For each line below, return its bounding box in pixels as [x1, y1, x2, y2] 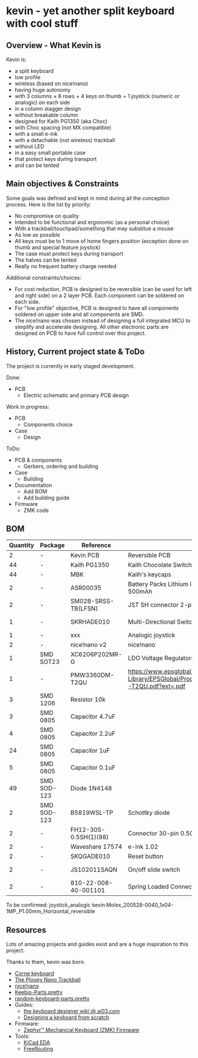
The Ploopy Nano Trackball [14, 976, 81, 983]
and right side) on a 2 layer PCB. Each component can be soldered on [14, 292, 184, 299]
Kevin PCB [70, 551, 100, 560]
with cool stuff [6, 17, 78, 30]
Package [39, 541, 65, 550]
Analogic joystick [127, 631, 176, 640]
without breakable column [14, 111, 78, 118]
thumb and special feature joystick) [14, 244, 101, 251]
